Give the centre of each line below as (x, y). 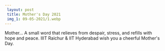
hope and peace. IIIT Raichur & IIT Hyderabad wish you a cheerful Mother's (82, 38)
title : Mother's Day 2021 (34, 14)
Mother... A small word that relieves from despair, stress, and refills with (78, 33)
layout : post (20, 10)
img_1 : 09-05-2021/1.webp (34, 19)
